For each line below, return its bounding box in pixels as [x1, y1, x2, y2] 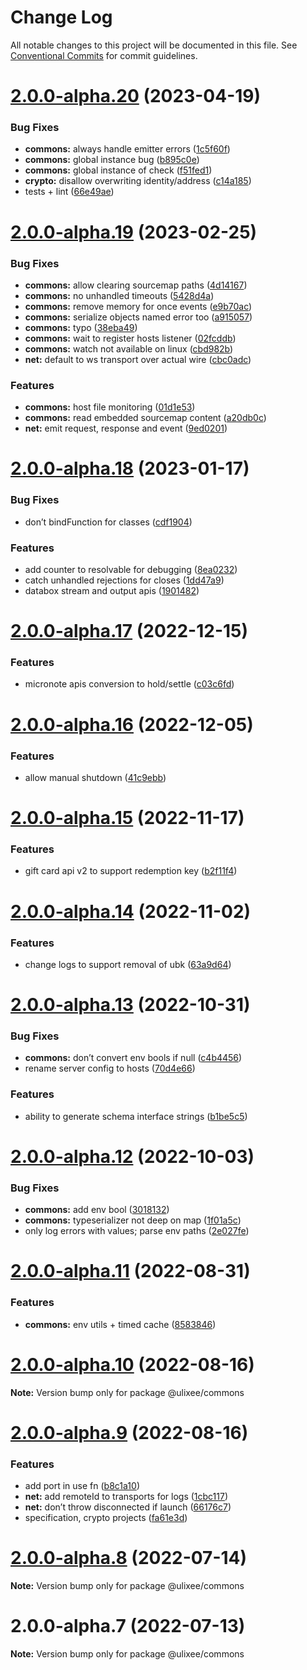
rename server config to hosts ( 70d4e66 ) [24, 1062, 196, 1075]
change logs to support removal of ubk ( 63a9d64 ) [24, 958, 232, 970]
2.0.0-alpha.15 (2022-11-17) [10, 807, 245, 830]
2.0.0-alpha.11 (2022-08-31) [10, 1260, 251, 1283]
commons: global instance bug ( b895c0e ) [24, 154, 200, 166]
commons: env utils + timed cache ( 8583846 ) [24, 1318, 217, 1330]
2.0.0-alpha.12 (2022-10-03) [10, 1145, 255, 1168]
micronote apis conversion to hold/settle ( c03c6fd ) [24, 678, 235, 690]
